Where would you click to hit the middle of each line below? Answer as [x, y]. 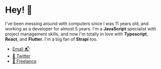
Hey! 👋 [19, 10]
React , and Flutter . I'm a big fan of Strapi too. [52, 39]
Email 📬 [21, 49]
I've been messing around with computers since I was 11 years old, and [77, 23]
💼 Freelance [24, 61]
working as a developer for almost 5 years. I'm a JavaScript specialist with [80, 28]
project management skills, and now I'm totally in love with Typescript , [77, 34]
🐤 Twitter [21, 56]
